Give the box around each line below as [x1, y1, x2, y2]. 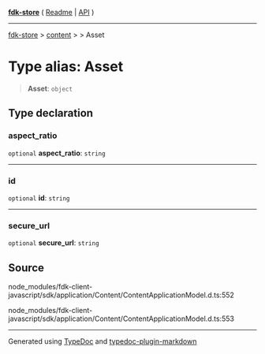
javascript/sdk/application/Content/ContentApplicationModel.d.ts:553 [8, 314, 235, 323]
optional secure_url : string [8, 238, 100, 248]
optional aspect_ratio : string [8, 148, 106, 158]
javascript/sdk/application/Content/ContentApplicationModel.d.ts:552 [8, 290, 235, 300]
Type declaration [8, 106, 93, 120]
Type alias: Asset [8, 58, 124, 76]
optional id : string [8, 193, 70, 203]
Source [8, 261, 45, 274]
